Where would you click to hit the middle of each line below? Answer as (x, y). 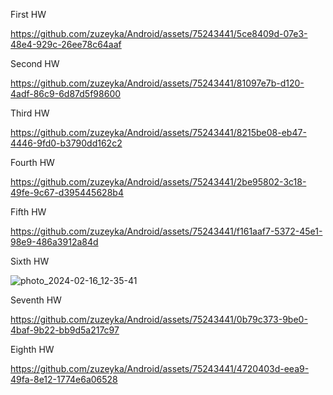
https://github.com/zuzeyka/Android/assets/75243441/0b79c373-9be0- (159, 319)
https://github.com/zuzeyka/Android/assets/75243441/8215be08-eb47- (158, 132)
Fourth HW (32, 162)
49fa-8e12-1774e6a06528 (64, 379)
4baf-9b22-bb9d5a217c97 (65, 330)
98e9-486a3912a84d (54, 242)
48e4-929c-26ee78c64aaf (66, 44)
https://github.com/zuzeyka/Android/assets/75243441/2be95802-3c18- (158, 182)
